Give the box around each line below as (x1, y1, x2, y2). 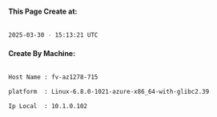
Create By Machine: (8, 48, 76, 58)
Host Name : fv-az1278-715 (8, 73, 98, 82)
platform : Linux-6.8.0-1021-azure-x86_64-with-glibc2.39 (8, 88, 210, 96)
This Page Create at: (8, 6, 78, 16)
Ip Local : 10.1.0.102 (8, 103, 88, 111)
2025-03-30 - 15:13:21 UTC (8, 31, 98, 39)
